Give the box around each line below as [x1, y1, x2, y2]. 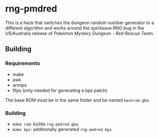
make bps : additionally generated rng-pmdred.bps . [12, 126, 113, 132]
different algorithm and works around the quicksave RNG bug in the [5, 25, 144, 31]
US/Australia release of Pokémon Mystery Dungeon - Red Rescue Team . [5, 30, 154, 36]
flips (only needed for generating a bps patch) [12, 87, 107, 93]
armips [12, 82, 27, 88]
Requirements [5, 60, 40, 67]
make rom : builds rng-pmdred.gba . [12, 121, 79, 127]
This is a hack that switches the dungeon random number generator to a [5, 20, 154, 26]
